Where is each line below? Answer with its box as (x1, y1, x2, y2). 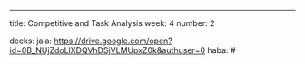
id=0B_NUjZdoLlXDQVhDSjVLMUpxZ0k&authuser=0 (9, 45, 206, 55)
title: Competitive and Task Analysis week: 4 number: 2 (9, 18, 215, 28)
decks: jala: (9, 35, 53, 46)
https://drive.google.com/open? (54, 35, 172, 46)
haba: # (207, 45, 236, 55)
